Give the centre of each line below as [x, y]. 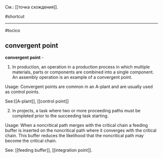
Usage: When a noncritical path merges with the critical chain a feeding [76, 125]
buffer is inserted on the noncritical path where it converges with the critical [81, 130]
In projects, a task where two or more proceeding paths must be [76, 110]
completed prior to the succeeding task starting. [60, 116]
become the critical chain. [31, 140]
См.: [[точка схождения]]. [32, 7]
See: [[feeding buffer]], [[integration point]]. [49, 150]
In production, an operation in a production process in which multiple [81, 67]
